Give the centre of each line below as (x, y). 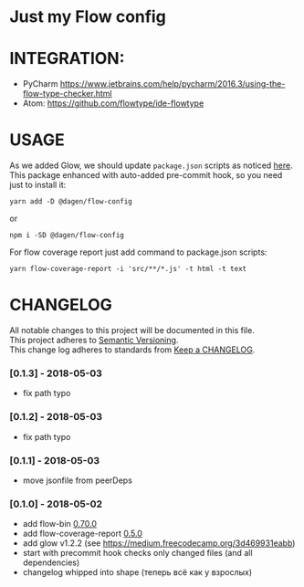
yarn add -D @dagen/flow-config (71, 202)
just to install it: (38, 185)
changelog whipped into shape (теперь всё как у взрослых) (137, 572)
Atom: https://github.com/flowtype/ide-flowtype (113, 103)
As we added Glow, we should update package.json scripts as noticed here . (152, 165)
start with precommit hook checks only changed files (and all (137, 553)
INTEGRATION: (67, 59)
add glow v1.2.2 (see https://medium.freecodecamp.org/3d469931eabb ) (159, 543)
